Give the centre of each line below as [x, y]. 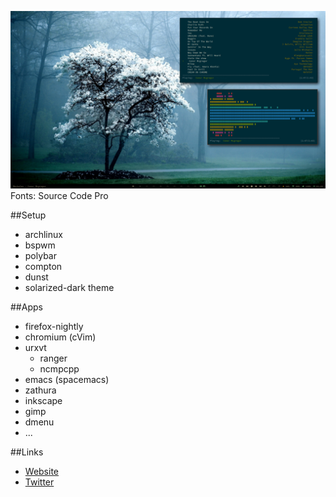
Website [42, 471]
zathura [40, 390]
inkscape [43, 400]
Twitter [39, 482]
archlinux [43, 234]
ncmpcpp [59, 368]
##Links [27, 452]
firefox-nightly [54, 326]
